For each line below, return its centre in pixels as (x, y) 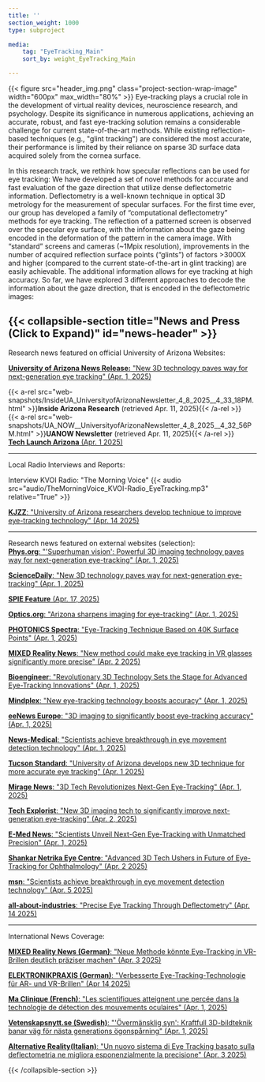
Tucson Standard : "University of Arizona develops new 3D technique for (127, 763)
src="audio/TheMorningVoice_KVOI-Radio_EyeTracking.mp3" (108, 488)
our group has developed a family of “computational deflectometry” (118, 213)
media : (19, 44)
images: (21, 296)
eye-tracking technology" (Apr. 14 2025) (74, 520)
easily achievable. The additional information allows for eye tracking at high (131, 271)
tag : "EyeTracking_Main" (63, 52)
